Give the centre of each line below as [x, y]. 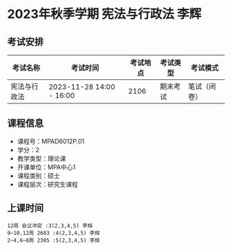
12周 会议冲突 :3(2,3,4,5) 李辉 [50, 226]
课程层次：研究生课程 [47, 184]
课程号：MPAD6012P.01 [51, 141]
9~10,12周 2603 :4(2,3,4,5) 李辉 [54, 233]
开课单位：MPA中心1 [46, 167]
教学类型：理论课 [41, 158]
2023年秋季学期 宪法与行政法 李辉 [104, 14]
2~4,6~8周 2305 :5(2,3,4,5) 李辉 [54, 240]
